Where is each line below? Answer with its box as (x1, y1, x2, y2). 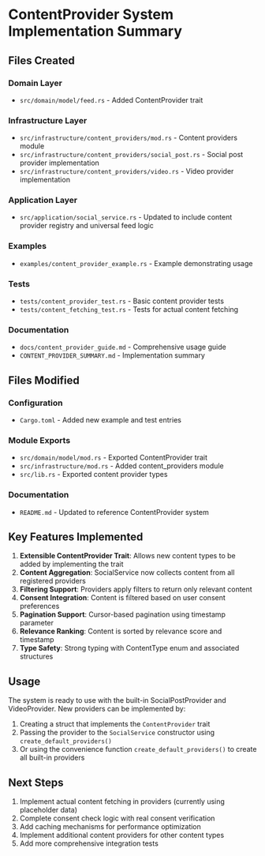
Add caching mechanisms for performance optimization (19, 822, 201, 832)
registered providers (19, 576, 87, 586)
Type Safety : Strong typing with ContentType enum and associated (19, 644, 240, 653)
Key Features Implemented (8, 531, 144, 544)
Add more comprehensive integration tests (19, 839, 159, 848)
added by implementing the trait (19, 559, 124, 569)
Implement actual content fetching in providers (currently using (19, 797, 225, 806)
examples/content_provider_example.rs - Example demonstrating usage (19, 258, 253, 268)
